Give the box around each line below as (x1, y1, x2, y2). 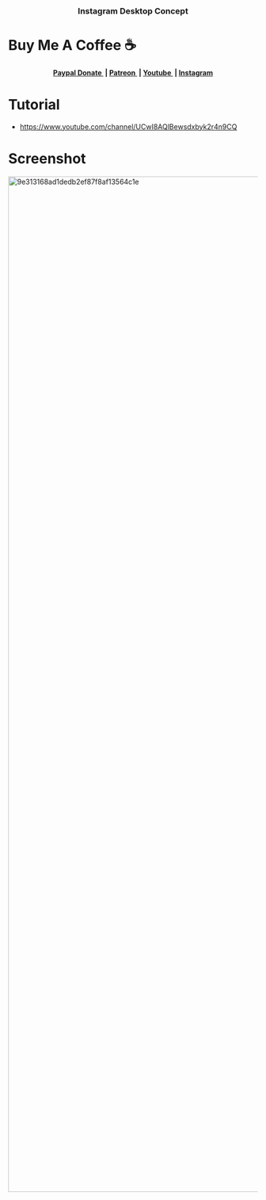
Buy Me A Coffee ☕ (8, 36, 137, 55)
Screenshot (8, 149, 86, 167)
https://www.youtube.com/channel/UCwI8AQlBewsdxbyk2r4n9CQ (19, 121, 237, 132)
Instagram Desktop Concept (78, 6, 188, 17)
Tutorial (8, 96, 61, 114)
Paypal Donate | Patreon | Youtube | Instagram (52, 67, 214, 77)
